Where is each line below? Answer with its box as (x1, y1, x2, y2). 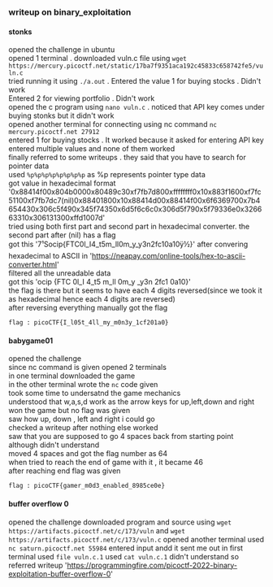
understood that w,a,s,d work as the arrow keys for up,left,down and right (8, 397, 254, 407)
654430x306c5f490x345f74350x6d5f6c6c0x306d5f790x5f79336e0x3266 (8, 204, 262, 214)
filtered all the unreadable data (8, 268, 111, 278)
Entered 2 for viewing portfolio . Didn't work (8, 93, 155, 103)
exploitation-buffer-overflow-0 (8, 568, 111, 579)
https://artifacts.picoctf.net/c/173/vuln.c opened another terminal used (8, 534, 265, 544)
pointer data (8, 161, 50, 171)
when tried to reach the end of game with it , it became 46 (8, 458, 203, 467)
